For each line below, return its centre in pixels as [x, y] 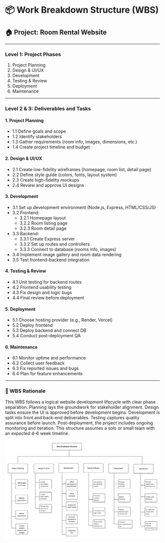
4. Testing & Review [26, 271]
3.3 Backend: [26, 233]
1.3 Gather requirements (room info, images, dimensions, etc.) [75, 142]
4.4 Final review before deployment [48, 298]
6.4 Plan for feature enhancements [47, 374]
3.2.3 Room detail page [43, 228]
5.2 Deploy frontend [32, 325]
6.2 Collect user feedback [38, 363]
